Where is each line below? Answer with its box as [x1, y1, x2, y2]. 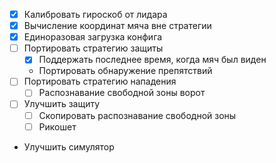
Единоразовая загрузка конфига [23, 31, 163, 43]
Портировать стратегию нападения [23, 75, 177, 88]
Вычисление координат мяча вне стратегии [23, 20, 212, 32]
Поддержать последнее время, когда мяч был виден [38, 54, 267, 66]
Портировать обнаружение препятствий [38, 65, 213, 77]
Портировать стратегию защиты [23, 42, 164, 54]
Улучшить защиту [23, 98, 101, 110]
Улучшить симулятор [23, 140, 115, 153]
